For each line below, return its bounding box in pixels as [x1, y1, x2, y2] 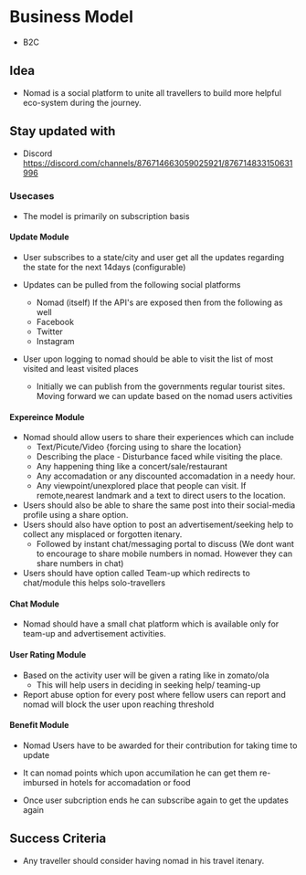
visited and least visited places [22, 364, 139, 374]
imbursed [22, 776, 59, 787]
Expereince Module [9, 411, 85, 422]
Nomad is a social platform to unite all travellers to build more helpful [22, 87, 281, 98]
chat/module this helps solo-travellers [22, 577, 166, 588]
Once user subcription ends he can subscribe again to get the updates [22, 795, 290, 806]
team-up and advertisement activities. [22, 628, 166, 639]
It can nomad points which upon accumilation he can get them [22, 767, 258, 778]
